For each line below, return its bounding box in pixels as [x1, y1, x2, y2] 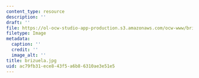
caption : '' [11, 42, 41, 48]
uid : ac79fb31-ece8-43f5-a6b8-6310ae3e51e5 [6, 63, 115, 69]
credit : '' [11, 47, 38, 53]
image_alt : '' [11, 52, 46, 58]
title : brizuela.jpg [6, 57, 57, 63]
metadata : [6, 36, 31, 42]
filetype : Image [6, 30, 46, 36]
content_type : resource [6, 8, 65, 15]
